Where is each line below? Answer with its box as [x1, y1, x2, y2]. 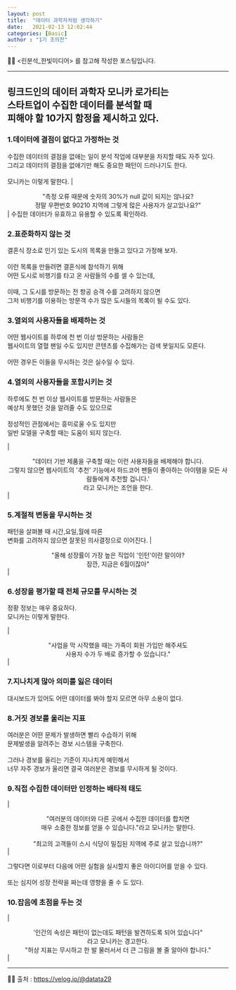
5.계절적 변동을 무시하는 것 [7, 510, 93, 520]
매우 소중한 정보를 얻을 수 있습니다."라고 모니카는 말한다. [41, 823, 195, 832]
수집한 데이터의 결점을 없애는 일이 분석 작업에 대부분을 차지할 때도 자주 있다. [7, 152, 216, 160]
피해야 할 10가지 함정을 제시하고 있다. [7, 112, 159, 124]
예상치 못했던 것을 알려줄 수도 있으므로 [7, 403, 112, 412]
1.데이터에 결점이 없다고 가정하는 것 [7, 135, 119, 145]
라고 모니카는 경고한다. [86, 937, 150, 946]
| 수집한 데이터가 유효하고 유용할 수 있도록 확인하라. [7, 209, 148, 218]
